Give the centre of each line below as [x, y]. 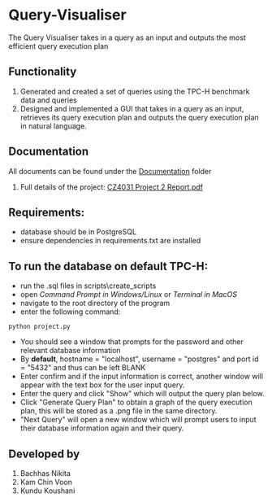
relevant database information [70, 351]
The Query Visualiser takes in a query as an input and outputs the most [127, 37]
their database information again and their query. [102, 428]
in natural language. [53, 126]
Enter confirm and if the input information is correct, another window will [142, 377]
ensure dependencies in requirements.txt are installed [110, 241]
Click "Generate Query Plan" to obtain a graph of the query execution [136, 402]
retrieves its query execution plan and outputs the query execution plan [140, 117]
